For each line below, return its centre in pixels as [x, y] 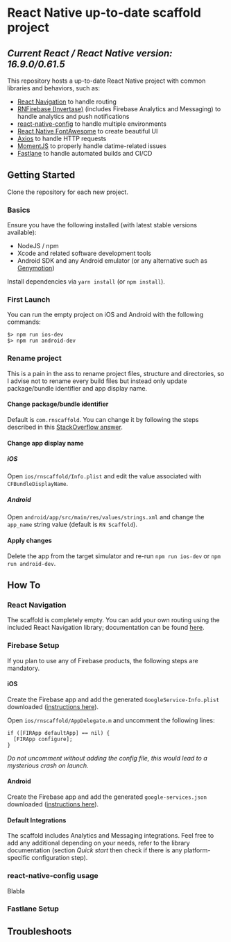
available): [22, 233]
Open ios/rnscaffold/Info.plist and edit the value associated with [104, 476]
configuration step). [60, 858]
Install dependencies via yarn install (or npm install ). [86, 282]
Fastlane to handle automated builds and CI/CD [85, 153]
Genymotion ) [36, 268]
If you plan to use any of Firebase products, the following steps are [103, 660]
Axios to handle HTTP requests [62, 138]
